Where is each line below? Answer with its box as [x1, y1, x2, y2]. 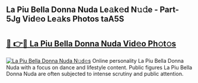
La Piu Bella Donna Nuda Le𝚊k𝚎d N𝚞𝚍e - [6, 5, 158, 15]
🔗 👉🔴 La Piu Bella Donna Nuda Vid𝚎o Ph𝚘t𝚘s [6, 39, 177, 49]
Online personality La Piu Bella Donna [92, 58, 184, 64]
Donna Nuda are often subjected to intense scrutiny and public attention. [6, 71, 184, 77]
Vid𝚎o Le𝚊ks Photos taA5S [22, 14, 124, 24]
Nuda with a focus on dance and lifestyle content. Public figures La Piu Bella [6, 64, 193, 71]
